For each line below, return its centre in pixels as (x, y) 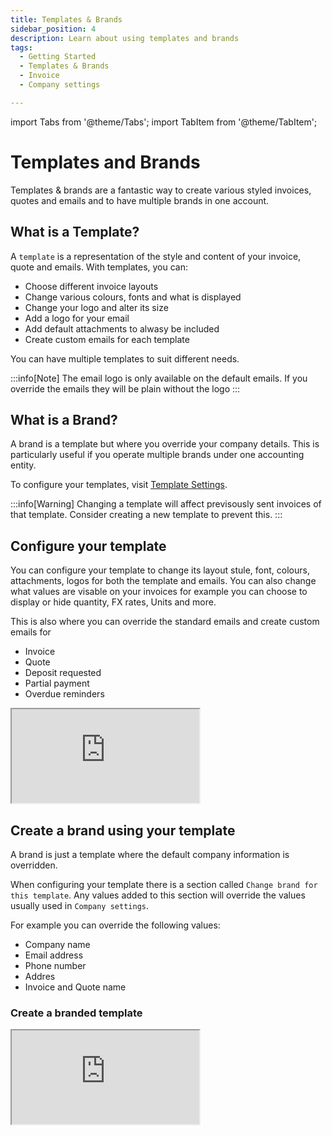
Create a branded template (76, 1013)
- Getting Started (58, 57)
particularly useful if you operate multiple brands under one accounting (157, 455)
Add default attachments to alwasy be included (122, 328)
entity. (23, 465)
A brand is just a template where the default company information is (150, 854)
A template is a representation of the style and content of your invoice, (156, 256)
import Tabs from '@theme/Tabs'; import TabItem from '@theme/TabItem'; (164, 122)
